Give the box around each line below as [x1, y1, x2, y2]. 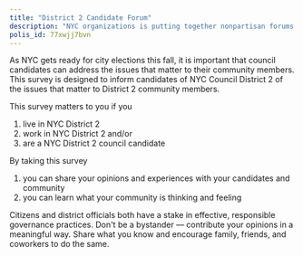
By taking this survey [9, 156, 88, 166]
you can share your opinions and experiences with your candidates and [22, 173, 290, 184]
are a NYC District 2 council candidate [22, 137, 166, 149]
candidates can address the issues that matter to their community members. [9, 64, 295, 75]
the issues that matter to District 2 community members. [9, 83, 220, 95]
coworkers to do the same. [9, 239, 110, 250]
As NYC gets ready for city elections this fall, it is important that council [9, 55, 277, 66]
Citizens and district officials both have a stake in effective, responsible [9, 210, 276, 221]
